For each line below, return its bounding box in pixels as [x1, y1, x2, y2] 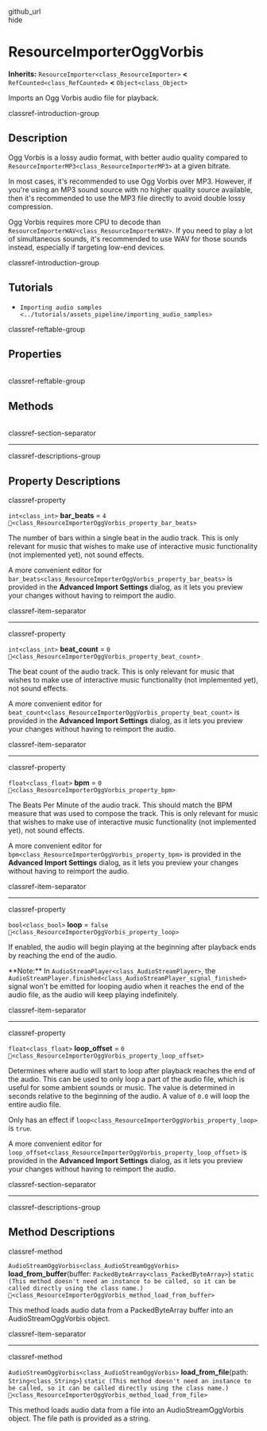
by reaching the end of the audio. [8, 951, 118, 960]
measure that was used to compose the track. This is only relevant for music [8, 809, 258, 818]
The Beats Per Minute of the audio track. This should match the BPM [8, 800, 233, 810]
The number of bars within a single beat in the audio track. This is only [8, 533, 239, 543]
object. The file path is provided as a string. [8, 1414, 151, 1423]
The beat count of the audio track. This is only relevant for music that [8, 667, 234, 676]
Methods [8, 399, 54, 412]
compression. [8, 202, 53, 211]
